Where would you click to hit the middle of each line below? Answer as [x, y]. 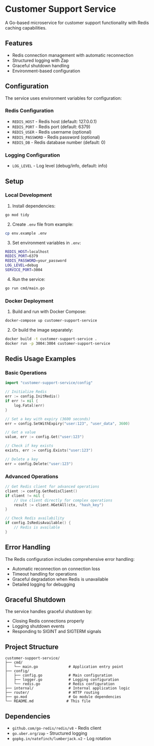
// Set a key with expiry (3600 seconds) [48, 419]
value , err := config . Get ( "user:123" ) [44, 437]
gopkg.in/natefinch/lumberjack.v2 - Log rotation [62, 738]
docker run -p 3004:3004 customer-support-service [58, 343]
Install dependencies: [34, 206]
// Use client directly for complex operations [63, 500]
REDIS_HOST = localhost [27, 251]
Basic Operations [26, 373]
